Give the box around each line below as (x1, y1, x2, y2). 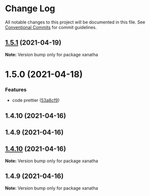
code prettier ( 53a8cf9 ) (12, 98, 60, 103)
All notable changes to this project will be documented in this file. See (5, 19, 146, 25)
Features (5, 86, 27, 93)
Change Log (5, 3, 55, 14)
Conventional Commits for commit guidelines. (5, 24, 97, 30)
